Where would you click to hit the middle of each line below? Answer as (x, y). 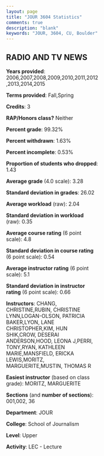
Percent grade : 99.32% (34, 129)
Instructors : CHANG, (32, 303)
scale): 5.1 (18, 274)
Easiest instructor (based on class (48, 377)
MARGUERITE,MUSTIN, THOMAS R (49, 366)
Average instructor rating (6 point (47, 268)
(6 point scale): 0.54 (30, 257)
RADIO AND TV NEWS (47, 57)
